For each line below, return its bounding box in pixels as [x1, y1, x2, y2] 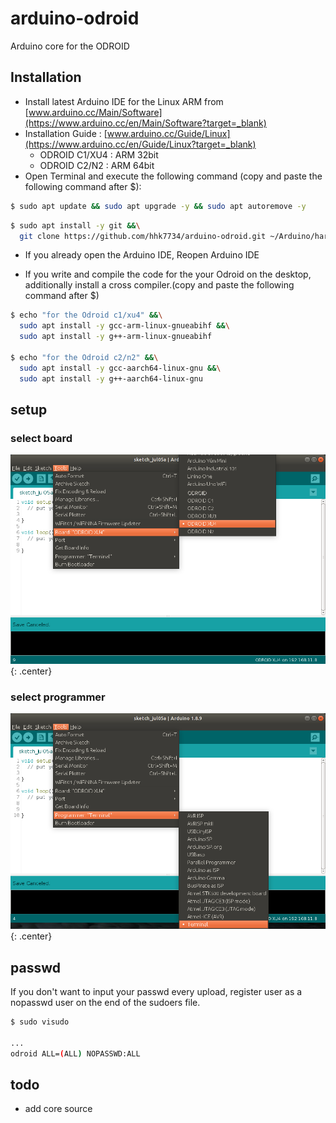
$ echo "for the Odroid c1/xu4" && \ [10, 310, 163, 321]
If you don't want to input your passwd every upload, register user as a [10, 986, 303, 997]
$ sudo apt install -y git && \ [10, 220, 141, 231]
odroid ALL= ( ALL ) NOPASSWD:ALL [10, 1048, 141, 1059]
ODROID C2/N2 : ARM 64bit [39, 159, 155, 171]
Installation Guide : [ [24, 127, 108, 139]
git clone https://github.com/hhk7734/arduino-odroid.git [19, 231, 267, 241]
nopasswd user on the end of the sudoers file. [10, 997, 201, 1008]
